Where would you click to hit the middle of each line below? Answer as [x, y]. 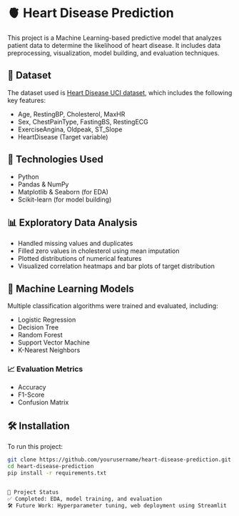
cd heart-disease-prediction [51, 467]
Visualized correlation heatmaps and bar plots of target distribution [116, 266]
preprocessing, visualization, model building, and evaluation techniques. [113, 53]
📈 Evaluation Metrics [45, 369]
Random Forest [40, 335]
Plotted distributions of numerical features [80, 259]
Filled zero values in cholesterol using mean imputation [98, 251]
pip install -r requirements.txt [57, 473]
